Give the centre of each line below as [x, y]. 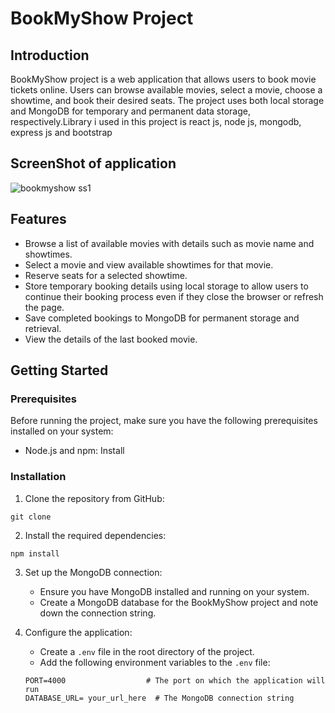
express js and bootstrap [61, 132]
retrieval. [43, 328]
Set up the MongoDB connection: [93, 572]
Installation [38, 477]
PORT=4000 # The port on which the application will [175, 680]
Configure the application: [78, 632]
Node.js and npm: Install [74, 451]
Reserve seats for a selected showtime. [106, 275]
